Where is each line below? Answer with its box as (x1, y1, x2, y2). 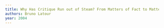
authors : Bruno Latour (5, 11, 51, 16)
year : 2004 (5, 16, 27, 20)
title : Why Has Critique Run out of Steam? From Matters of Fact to (5, 7, 147, 12)
